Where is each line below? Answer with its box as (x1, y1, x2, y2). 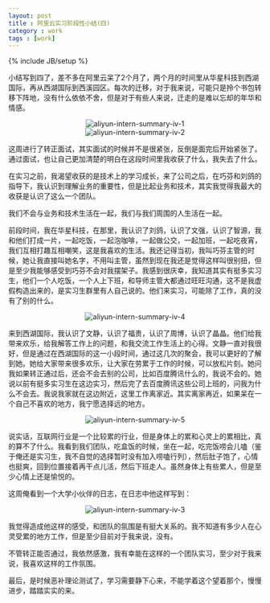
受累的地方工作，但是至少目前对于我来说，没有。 (14, 531, 178, 541)
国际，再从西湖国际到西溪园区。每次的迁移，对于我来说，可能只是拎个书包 (8, 83, 255, 92)
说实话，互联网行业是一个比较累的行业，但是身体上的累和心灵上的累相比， (8, 432, 255, 441)
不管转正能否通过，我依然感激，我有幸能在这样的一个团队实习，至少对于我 (8, 548, 255, 559)
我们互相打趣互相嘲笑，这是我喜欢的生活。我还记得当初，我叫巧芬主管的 (8, 246, 247, 256)
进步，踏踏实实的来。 (8, 586, 79, 596)
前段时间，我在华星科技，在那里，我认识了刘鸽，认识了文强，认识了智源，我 (8, 226, 262, 236)
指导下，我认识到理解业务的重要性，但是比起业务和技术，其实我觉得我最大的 (8, 182, 262, 191)
